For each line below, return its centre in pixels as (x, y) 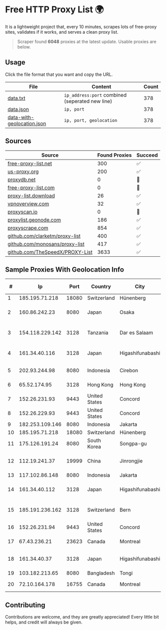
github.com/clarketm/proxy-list (44, 236)
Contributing (25, 605)
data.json (18, 109)
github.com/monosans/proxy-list (46, 244)
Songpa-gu (133, 444)
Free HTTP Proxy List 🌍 (55, 10)
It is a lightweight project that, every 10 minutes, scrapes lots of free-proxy (81, 27)
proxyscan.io (23, 212)
